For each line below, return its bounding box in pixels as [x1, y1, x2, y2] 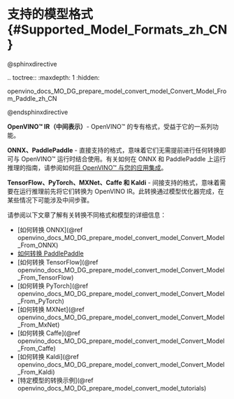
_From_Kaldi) [17, 367, 55, 376]
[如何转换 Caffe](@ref [17, 328, 80, 337]
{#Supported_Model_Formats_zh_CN [7, 22, 228, 38]
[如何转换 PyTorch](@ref [17, 281, 89, 290]
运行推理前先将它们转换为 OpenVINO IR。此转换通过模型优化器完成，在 [19, 187, 225, 195]
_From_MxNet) [17, 320, 60, 329]
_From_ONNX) [17, 241, 59, 249]
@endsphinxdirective [7, 108, 68, 116]
